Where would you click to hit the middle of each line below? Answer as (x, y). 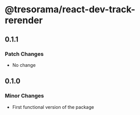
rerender (24, 20)
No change (24, 65)
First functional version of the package (53, 107)
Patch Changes (24, 54)
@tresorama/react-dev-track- (70, 9)
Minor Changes (24, 96)
